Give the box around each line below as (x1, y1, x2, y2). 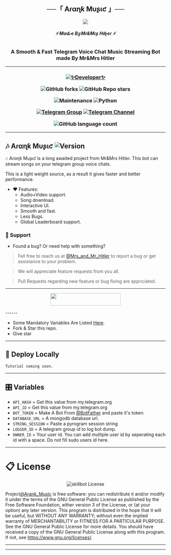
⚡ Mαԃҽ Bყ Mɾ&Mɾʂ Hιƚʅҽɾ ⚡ (55, 30, 116, 37)
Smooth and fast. (20, 208, 56, 214)
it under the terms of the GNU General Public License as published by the (5, 496, 159, 502)
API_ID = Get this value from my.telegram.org (12, 404, 108, 410)
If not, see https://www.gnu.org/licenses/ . (5, 535, 93, 541)
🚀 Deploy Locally (5, 350, 60, 359)
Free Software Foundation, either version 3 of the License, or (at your (5, 502, 151, 508)
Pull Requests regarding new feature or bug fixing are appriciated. (17, 278, 156, 285)
